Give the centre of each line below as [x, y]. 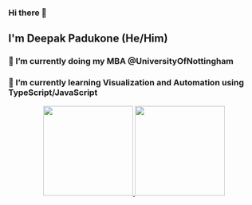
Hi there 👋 [28, 13]
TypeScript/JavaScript [53, 93]
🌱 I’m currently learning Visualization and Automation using [126, 83]
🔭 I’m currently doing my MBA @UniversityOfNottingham [121, 61]
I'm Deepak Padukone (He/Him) [88, 39]
